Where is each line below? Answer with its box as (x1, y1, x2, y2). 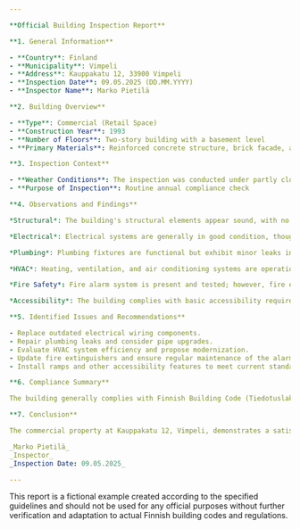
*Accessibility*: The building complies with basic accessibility (9, 296, 262, 306)
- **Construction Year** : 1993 (9, 127, 126, 136)
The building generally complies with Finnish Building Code (9, 394, 242, 403)
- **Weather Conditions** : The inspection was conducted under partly (9, 176, 278, 185)
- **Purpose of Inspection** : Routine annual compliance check (9, 184, 250, 193)
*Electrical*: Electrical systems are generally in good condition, (9, 232, 270, 241)
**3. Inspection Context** (9, 160, 110, 169)
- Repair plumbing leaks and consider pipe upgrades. (9, 336, 214, 346)
